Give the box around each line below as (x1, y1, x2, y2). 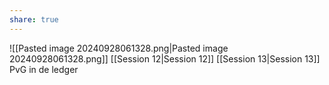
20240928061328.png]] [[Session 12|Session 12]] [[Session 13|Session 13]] (9, 52, 321, 65)
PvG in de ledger (9, 63, 79, 75)
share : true (9, 14, 59, 25)
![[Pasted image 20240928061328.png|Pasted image (9, 42, 229, 54)
